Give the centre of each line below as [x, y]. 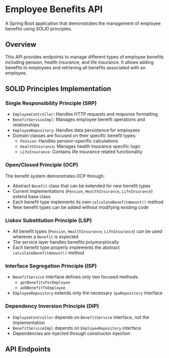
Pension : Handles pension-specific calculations [69, 141]
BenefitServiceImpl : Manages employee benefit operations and [79, 119]
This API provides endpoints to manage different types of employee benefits [84, 57]
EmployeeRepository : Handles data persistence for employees [76, 130]
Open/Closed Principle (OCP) [42, 165]
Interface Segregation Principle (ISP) [51, 265]
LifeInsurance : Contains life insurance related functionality [81, 152]
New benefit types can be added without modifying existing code [80, 207]
